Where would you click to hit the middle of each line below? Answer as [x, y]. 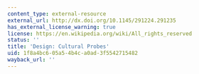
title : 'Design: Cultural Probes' [59, 47]
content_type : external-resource [57, 14]
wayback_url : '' [31, 60]
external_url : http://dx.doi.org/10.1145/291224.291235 [92, 20]
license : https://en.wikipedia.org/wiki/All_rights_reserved [100, 33]
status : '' [23, 40]
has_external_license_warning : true [61, 27]
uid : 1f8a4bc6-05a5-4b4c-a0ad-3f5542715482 [73, 54]
